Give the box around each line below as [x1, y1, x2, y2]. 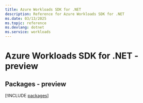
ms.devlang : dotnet [5, 25, 45, 30]
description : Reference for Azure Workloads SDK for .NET [5, 12, 125, 16]
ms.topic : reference [5, 20, 47, 26]
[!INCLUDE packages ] [5, 93, 49, 98]
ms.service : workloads [5, 29, 51, 34]
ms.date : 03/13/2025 [5, 16, 47, 21]
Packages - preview [5, 80, 66, 88]
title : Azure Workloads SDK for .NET [5, 7, 81, 12]
